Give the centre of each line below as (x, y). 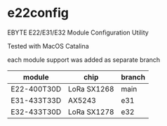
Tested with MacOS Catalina (48, 46)
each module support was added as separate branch (84, 59)
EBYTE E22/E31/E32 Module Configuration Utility (78, 32)
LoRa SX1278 (91, 112)
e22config (38, 13)
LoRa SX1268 (91, 89)
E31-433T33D (36, 100)
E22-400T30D (36, 89)
